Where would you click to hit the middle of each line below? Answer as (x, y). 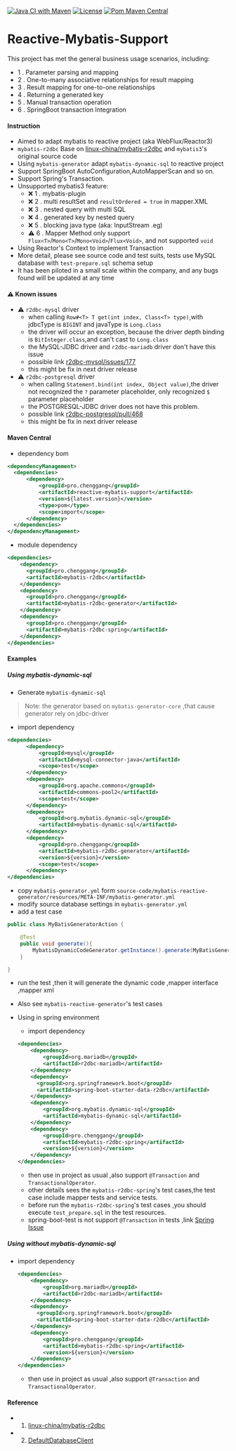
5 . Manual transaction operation (64, 102)
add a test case (40, 912)
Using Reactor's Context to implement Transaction (90, 248)
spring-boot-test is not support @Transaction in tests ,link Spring (121, 1220)
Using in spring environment (58, 1017)
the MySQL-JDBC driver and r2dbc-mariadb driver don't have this (122, 347)
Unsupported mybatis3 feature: (63, 186)
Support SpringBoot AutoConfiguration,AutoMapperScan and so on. (116, 171)
